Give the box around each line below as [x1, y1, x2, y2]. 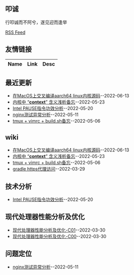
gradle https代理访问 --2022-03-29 [12, 166, 85, 172]
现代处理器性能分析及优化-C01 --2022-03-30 [12, 227, 106, 233]
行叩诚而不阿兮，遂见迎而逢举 [5, 19, 67, 25]
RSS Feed [5, 29, 26, 35]
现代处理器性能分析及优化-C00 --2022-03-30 [12, 233, 107, 239]
